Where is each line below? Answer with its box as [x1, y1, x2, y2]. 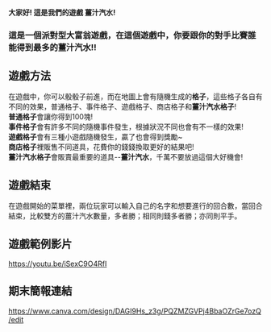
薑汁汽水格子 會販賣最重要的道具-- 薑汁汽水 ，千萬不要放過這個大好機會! [8, 152, 244, 162]
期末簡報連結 [8, 284, 73, 298]
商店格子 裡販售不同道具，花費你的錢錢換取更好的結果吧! [8, 142, 195, 152]
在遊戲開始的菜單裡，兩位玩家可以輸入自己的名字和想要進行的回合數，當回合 [8, 201, 263, 211]
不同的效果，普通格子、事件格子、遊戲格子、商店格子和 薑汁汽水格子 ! [8, 102, 237, 112]
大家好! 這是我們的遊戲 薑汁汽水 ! [8, 7, 116, 17]
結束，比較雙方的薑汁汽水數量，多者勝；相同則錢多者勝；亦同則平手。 [8, 211, 242, 221]
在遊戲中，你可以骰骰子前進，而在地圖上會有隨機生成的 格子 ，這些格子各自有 [8, 92, 263, 102]
